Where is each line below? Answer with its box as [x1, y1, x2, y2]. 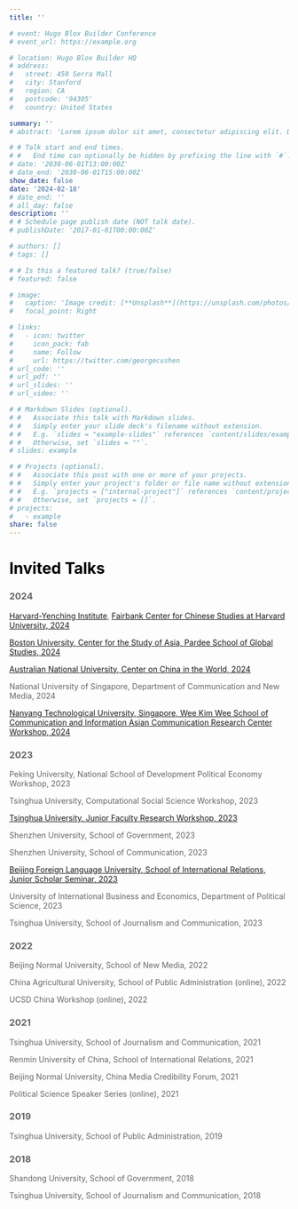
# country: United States [9, 103, 114, 112]
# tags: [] [9, 250, 50, 259]
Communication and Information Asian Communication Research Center [9, 717, 273, 728]
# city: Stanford [9, 78, 82, 87]
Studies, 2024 [9, 646, 61, 657]
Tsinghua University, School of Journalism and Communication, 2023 [9, 917, 263, 928]
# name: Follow [9, 347, 82, 356]
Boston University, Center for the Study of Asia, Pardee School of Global [9, 637, 273, 648]
